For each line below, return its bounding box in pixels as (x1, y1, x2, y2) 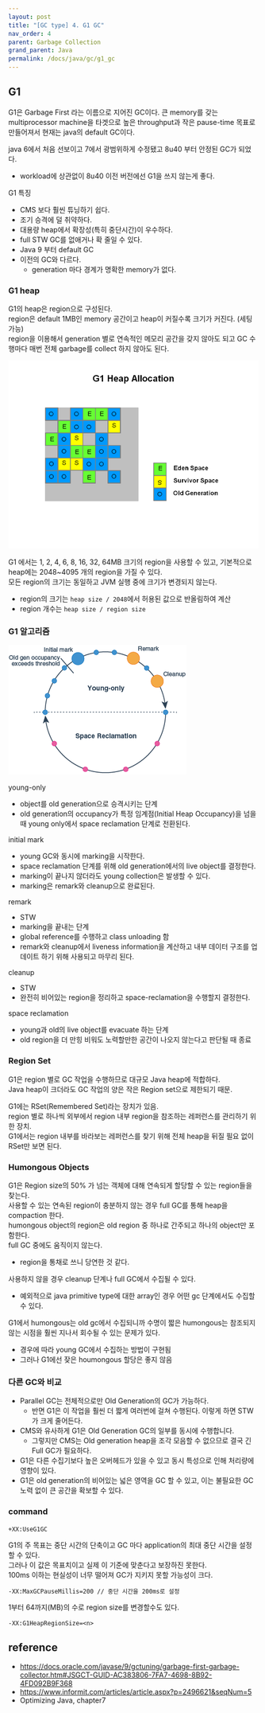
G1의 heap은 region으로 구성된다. (8, 304, 113, 314)
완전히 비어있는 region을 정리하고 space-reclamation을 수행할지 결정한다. (19, 993, 251, 1002)
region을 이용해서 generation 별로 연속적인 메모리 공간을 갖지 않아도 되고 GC (8, 334, 248, 344)
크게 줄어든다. (40, 1416, 83, 1426)
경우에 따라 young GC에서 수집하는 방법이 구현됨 (19, 1345, 172, 1354)
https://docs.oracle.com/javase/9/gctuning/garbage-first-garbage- (19, 1662, 240, 1672)
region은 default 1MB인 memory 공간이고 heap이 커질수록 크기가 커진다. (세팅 (8, 314, 253, 324)
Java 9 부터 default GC (19, 244, 94, 254)
